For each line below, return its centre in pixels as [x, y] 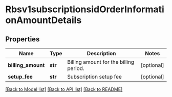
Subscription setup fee [94, 77]
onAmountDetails [44, 20]
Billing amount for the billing [101, 62]
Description [101, 53]
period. [76, 68]
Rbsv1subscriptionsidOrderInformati [85, 9]
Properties [23, 39]
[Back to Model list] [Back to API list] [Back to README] [64, 89]
